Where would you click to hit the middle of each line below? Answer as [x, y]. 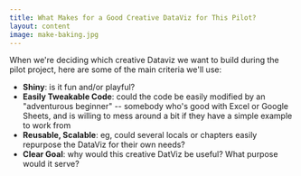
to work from [47, 125]
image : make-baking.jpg [54, 34]
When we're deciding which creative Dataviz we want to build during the [145, 60]
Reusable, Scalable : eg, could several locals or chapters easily [140, 135]
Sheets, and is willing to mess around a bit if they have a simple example [157, 116]
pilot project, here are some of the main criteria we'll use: [116, 69]
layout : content [40, 26]
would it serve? [51, 164]
